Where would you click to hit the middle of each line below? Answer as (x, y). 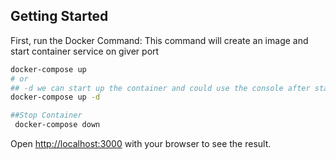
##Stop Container (46, 115)
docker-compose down (57, 125)
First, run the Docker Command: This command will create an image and (159, 40)
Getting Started (59, 16)
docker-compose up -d (55, 97)
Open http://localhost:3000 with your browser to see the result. (141, 144)
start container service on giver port (85, 51)
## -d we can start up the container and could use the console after (160, 88)
